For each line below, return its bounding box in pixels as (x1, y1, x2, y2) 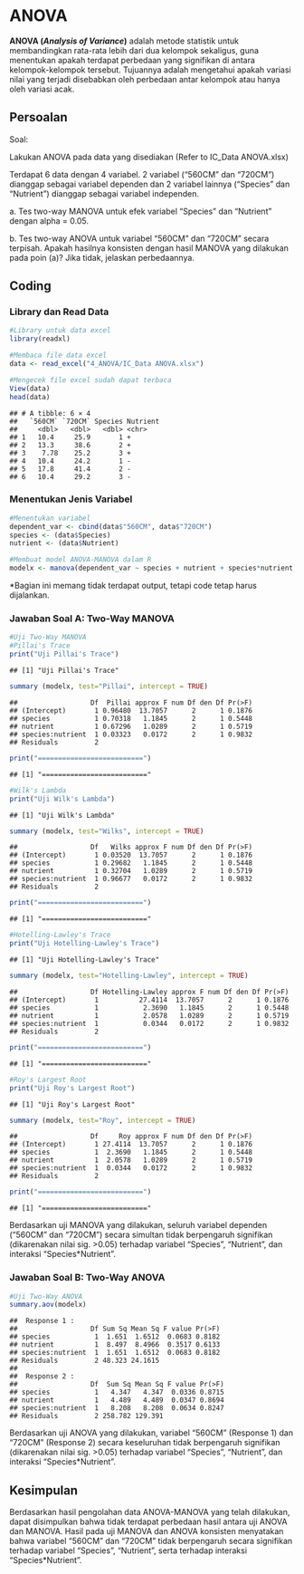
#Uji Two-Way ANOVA (9, 1291, 83, 1300)
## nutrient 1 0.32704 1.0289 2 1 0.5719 (9, 867, 253, 876)
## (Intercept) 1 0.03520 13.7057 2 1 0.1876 (9, 850, 253, 860)
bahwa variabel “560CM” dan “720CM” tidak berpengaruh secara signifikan (9, 1536, 293, 1547)
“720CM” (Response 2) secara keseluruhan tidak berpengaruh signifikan (9, 1437, 280, 1448)
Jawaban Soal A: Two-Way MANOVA (9, 612, 175, 625)
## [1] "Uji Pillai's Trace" (9, 667, 119, 676)
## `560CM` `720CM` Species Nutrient (9, 417, 160, 426)
